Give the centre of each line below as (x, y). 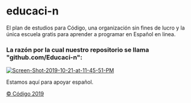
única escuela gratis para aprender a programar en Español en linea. (91, 34)
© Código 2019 (25, 94)
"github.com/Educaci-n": (44, 57)
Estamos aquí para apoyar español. (50, 82)
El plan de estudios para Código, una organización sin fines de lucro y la (95, 28)
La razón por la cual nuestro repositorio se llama (77, 49)
